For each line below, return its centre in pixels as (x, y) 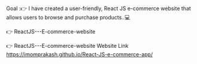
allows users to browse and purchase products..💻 (68, 17)
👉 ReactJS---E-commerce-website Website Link (67, 46)
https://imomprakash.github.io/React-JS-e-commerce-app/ (80, 54)
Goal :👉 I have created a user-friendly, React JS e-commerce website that (99, 8)
